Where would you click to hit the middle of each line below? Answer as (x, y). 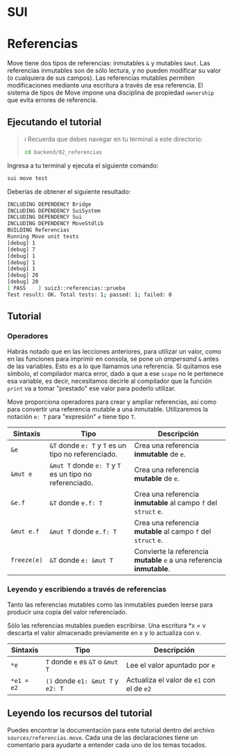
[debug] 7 (21, 249)
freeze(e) (27, 560)
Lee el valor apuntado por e (171, 665)
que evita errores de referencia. (52, 100)
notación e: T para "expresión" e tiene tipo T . (72, 416)
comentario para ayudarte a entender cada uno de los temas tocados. (107, 745)
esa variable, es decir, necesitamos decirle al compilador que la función (110, 381)
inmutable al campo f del (176, 502)
